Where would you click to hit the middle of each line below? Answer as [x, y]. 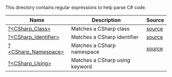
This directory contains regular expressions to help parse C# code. [76, 7]
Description [106, 20]
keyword [81, 66]
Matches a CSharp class [100, 29]
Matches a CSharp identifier [105, 37]
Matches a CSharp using [101, 60]
